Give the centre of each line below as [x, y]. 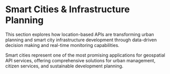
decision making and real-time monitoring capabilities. [63, 45]
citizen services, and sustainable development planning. [64, 66]
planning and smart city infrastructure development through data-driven [81, 40]
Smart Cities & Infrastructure [68, 9]
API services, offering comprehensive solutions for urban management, [80, 60]
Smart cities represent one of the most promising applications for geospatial [85, 55]
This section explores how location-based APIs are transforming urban [80, 34]
